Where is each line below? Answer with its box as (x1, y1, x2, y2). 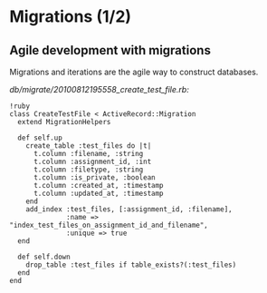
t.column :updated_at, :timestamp (33, 189, 165, 198)
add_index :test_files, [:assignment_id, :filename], (25, 205, 233, 214)
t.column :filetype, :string (33, 165, 144, 174)
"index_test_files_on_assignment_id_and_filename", (9, 220, 208, 230)
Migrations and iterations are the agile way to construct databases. (9, 66, 259, 77)
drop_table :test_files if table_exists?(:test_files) (25, 260, 237, 269)
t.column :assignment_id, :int (33, 157, 152, 166)
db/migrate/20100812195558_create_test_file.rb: (9, 84, 190, 94)
